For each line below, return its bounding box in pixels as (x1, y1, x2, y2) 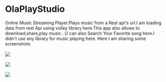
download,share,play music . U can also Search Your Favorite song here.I (5, 30, 155, 36)
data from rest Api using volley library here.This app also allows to (5, 25, 140, 31)
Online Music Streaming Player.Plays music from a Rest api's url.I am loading (5, 20, 162, 26)
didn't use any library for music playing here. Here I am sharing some (5, 36, 146, 41)
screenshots (5, 41, 31, 46)
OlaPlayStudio (5, 3, 65, 15)
